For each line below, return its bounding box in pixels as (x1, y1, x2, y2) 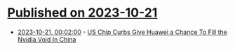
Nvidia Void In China (17, 35, 76, 43)
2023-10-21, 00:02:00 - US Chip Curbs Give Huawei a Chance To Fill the (17, 28, 228, 36)
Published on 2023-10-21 (7, 5, 158, 21)
